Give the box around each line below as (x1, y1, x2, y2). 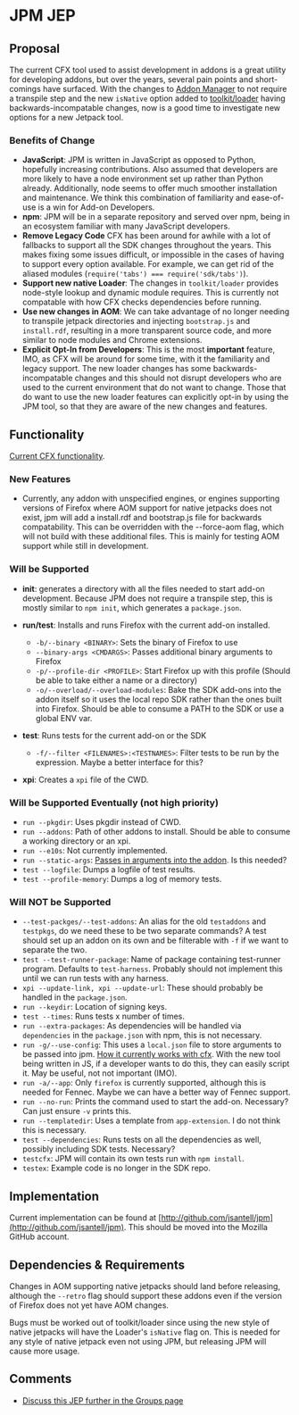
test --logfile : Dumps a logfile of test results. (21, 864, 196, 875)
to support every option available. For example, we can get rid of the (21, 259, 274, 270)
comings (9, 84, 42, 94)
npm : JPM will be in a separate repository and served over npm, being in (21, 212, 290, 222)
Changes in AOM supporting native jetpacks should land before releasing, (9, 1280, 281, 1291)
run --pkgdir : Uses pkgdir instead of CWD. (21, 817, 181, 827)
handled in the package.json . (21, 992, 128, 1003)
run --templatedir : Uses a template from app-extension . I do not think (21, 1115, 281, 1126)
